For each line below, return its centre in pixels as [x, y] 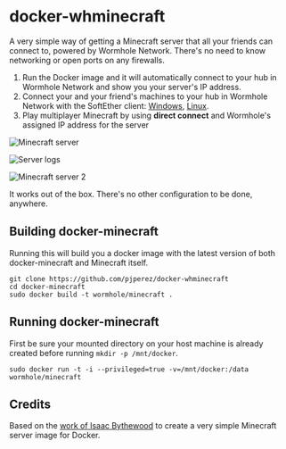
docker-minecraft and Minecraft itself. [79, 262]
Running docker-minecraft [84, 322]
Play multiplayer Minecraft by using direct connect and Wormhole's [147, 115]
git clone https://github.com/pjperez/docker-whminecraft [119, 279]
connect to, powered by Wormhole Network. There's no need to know [137, 50]
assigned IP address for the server [86, 125]
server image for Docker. [55, 436]
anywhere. [29, 204]
